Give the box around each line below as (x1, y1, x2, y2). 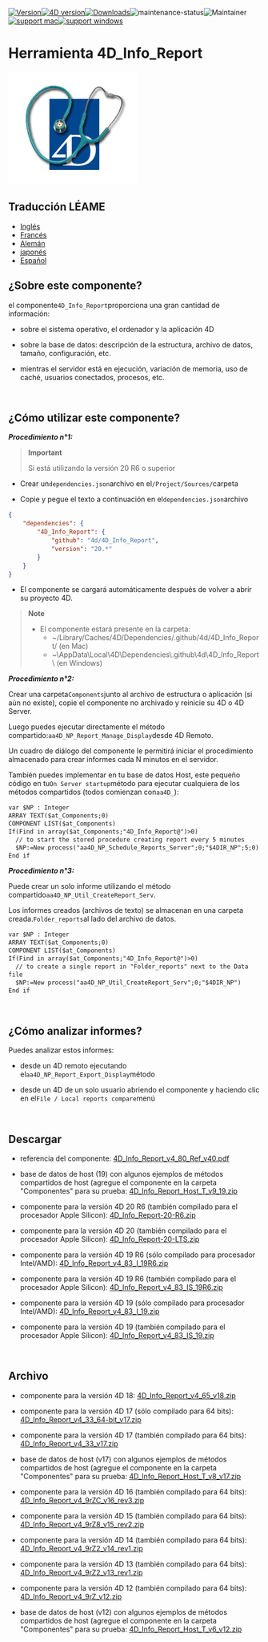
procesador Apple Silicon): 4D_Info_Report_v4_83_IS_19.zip (19, 1331, 214, 1340)
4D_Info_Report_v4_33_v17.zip (19, 1438, 118, 1448)
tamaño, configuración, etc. (19, 348, 111, 358)
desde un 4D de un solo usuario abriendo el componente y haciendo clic (19, 1085, 260, 1095)
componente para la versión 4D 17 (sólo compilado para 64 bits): (19, 1406, 234, 1416)
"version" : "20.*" (50, 545, 113, 553)
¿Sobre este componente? (8, 279, 142, 293)
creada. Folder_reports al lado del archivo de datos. (8, 914, 177, 924)
